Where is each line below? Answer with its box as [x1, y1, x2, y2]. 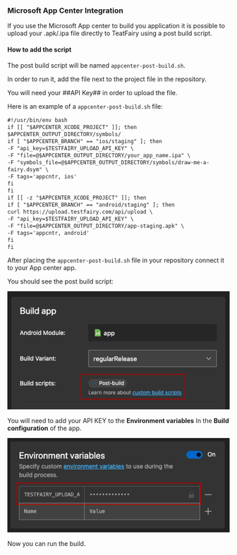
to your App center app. [7, 263, 77, 272]
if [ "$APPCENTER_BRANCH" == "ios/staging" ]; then [7, 138, 162, 145]
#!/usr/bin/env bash [7, 116, 68, 123]
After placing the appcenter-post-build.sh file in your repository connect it [7, 256, 224, 264]
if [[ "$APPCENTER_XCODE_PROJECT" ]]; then [7, 123, 138, 130]
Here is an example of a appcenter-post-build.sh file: [7, 102, 164, 111]
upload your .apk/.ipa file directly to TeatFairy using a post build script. [7, 29, 213, 37]
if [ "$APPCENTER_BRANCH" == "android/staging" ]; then [7, 201, 175, 208]
